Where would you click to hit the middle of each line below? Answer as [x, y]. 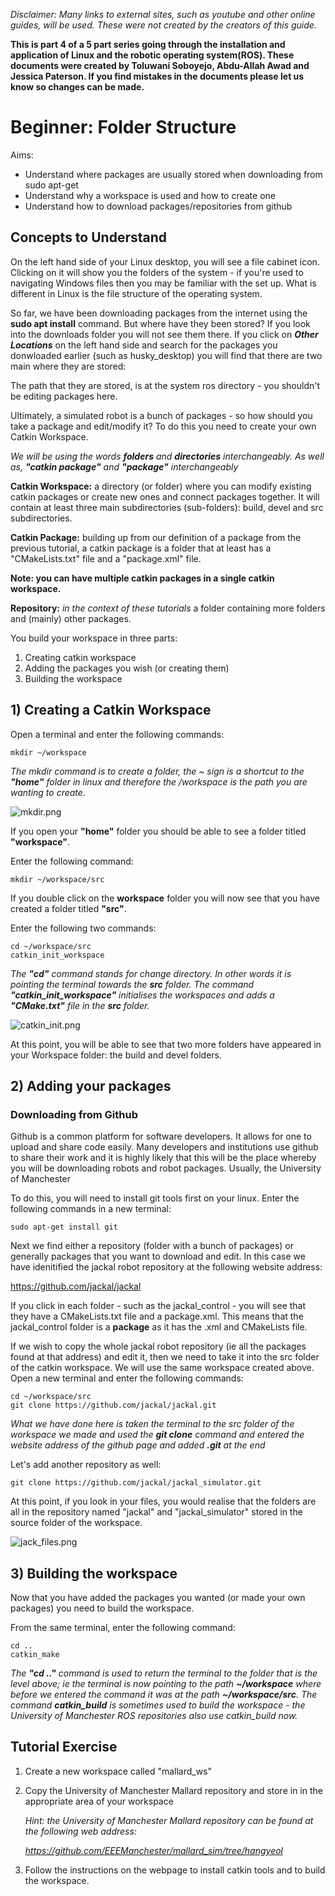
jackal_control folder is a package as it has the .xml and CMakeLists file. [159, 1327]
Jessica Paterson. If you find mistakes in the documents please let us [157, 76]
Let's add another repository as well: [86, 1465]
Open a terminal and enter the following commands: [117, 734]
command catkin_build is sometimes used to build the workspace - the [158, 1705]
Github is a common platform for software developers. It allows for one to [161, 1136]
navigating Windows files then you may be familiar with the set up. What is [163, 283]
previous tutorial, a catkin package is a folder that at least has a [141, 548]
